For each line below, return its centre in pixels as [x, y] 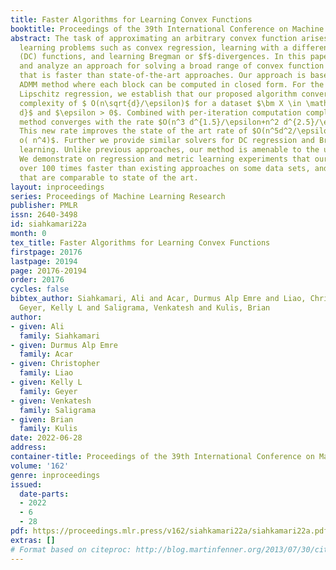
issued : [26, 484]
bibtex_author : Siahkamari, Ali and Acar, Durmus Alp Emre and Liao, [158, 299]
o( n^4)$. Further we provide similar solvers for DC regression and [167, 141]
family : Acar [46, 354]
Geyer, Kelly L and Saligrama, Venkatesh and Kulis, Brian [145, 308]
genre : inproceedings [55, 475]
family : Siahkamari [60, 336]
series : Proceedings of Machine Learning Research [118, 196]
